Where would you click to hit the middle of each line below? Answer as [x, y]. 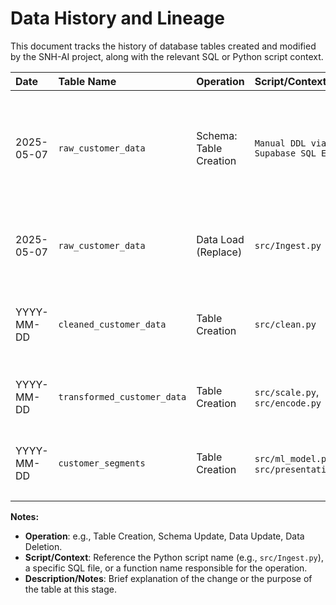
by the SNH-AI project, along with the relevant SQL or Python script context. [167, 56]
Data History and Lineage [117, 18]
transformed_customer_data [122, 396]
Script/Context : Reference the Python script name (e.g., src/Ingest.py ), [174, 557]
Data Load [220, 239]
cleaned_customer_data [112, 324]
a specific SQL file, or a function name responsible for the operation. [166, 568]
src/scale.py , [287, 392]
